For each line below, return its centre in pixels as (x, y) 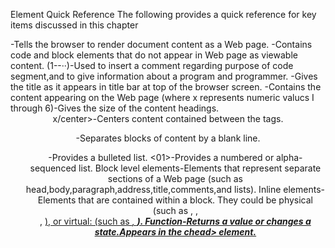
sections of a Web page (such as (175, 178)
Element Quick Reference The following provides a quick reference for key (163, 14)
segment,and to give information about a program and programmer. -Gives (164, 76)
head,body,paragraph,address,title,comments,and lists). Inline (153, 189)
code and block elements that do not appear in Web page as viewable (154, 55)
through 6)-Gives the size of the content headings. (115, 108)
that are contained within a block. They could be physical (196, 200)
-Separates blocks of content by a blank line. (168, 138)
